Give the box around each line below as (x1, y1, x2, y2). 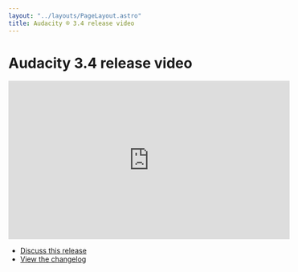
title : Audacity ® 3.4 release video (8, 19, 135, 27)
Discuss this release (19, 246, 87, 256)
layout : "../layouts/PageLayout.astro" (8, 11, 142, 20)
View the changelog (19, 254, 87, 264)
